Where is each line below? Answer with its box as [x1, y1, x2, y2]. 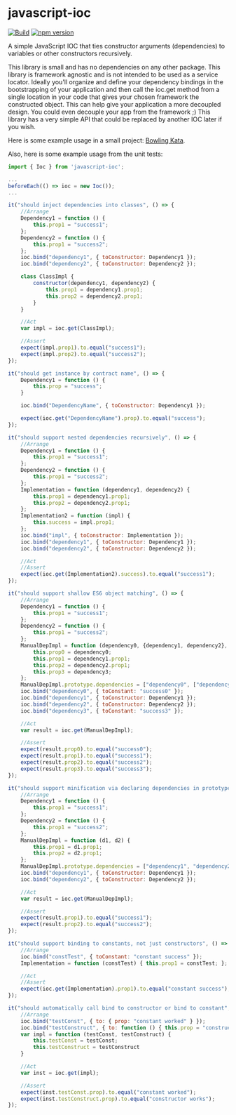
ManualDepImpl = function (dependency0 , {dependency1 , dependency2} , [20, 642, 228, 649]
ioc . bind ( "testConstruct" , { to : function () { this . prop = [20, 1024, 200, 1031]
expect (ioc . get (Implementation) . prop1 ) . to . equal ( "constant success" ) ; [20, 985, 231, 993]
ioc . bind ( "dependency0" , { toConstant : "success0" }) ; [20, 688, 184, 695]
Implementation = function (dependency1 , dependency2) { [20, 486, 190, 493]
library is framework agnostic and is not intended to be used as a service [8, 70, 218, 79]
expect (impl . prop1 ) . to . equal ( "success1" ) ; [20, 344, 146, 352]
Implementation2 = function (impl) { [20, 513, 131, 520]
